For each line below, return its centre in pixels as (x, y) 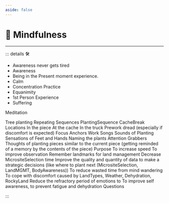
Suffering (22, 103)
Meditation (16, 112)
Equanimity (24, 92)
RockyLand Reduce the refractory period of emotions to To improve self (80, 181)
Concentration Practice (36, 86)
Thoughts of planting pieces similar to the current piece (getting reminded (82, 143)
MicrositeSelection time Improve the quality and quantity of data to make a (82, 159)
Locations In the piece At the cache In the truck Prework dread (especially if (84, 127)
